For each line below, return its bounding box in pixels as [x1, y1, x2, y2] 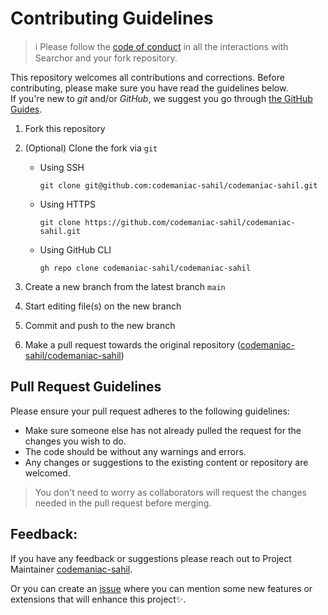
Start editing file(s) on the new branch [24, 300, 182, 312]
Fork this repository [24, 122, 106, 134]
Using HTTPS [39, 198, 96, 210]
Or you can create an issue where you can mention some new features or [10, 582, 313, 594]
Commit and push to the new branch [24, 319, 176, 331]
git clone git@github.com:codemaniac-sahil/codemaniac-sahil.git [39, 180, 318, 191]
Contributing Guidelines [10, 7, 214, 30]
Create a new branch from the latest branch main [24, 280, 226, 292]
